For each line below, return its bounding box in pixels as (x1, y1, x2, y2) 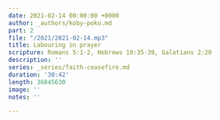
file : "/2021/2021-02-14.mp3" (8, 33, 109, 42)
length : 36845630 (8, 78, 66, 86)
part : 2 (8, 26, 34, 34)
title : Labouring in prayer (8, 41, 102, 49)
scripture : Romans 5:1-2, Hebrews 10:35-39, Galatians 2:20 (8, 48, 213, 56)
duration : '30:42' (8, 71, 69, 79)
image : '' (8, 85, 41, 94)
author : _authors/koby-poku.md (8, 19, 112, 27)
